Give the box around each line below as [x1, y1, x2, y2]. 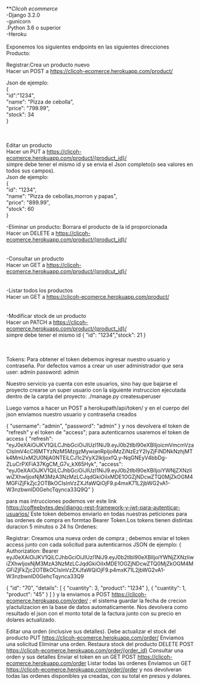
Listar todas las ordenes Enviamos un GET [87, 660, 192, 666]
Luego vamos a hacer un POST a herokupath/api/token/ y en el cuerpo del [6, 404, 189, 411]
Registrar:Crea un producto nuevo [6, 61, 90, 68]
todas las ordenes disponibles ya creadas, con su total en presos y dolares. [6, 672, 192, 679]
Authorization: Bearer [6, 547, 59, 554]
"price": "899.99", [6, 199, 51, 206]
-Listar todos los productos [6, 287, 73, 294]
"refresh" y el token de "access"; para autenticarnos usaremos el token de [6, 429, 190, 436]
